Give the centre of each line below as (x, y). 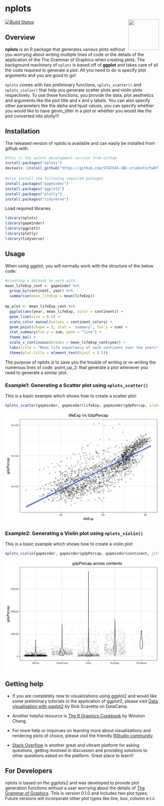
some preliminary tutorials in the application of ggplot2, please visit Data (85, 701)
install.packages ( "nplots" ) (34, 163)
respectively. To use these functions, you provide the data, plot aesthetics (79, 95)
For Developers (29, 771)
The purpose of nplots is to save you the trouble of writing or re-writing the (81, 362)
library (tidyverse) (25, 239)
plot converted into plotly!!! (32, 116)
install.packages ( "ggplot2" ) (35, 189)
